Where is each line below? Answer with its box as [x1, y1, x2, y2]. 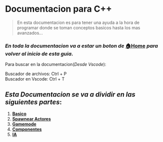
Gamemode [12, 121, 37, 127]
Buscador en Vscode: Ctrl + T [5, 76, 65, 82]
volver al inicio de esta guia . [5, 50, 73, 57]
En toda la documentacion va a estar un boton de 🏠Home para [5, 42, 158, 49]
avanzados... [17, 30, 43, 36]
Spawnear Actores [12, 116, 51, 122]
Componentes [12, 126, 42, 132]
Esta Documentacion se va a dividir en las [5, 90, 136, 99]
